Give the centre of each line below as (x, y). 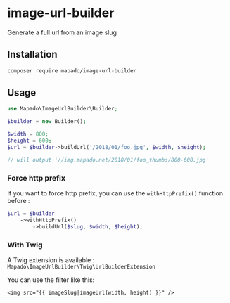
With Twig (25, 245)
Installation (32, 54)
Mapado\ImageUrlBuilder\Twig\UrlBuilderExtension (82, 266)
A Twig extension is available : (51, 260)
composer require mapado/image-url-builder (72, 71)
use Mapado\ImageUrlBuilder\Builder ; (63, 109)
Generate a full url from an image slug (62, 32)
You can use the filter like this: (51, 280)
